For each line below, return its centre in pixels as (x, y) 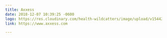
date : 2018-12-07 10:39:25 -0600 (40, 14)
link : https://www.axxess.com (37, 23)
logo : (11, 19)
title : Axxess (20, 10)
